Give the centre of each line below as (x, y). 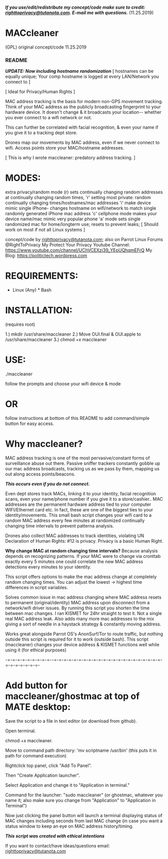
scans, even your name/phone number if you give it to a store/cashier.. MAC (84, 499)
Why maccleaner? (44, 444)
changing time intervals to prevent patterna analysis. (60, 526)
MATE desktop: (38, 707)
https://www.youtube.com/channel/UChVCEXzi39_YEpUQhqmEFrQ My (79, 250)
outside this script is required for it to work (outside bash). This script (77, 639)
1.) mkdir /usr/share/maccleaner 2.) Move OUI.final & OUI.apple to (73, 334)
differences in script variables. (37, 587)
